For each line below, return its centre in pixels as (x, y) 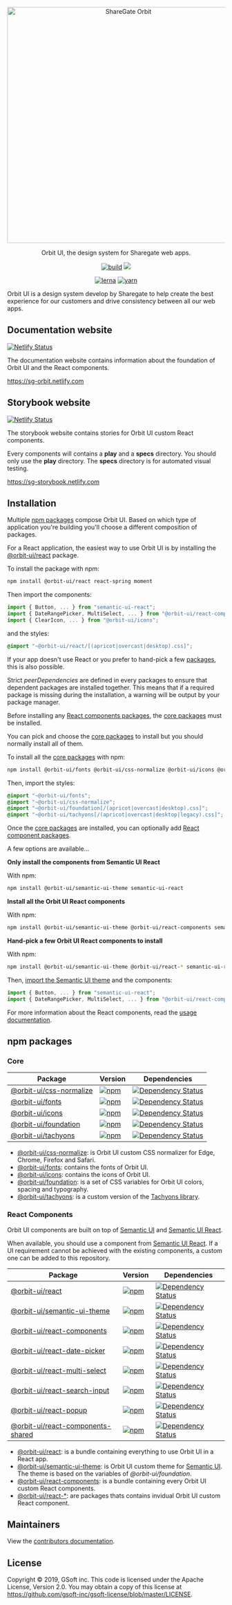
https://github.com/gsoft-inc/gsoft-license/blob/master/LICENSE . (100, 1595)
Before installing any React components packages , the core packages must (115, 715)
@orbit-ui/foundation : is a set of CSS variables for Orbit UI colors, (110, 1182)
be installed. (25, 723)
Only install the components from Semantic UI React (84, 862)
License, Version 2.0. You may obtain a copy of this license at (95, 1587)
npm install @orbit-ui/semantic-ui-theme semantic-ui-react (96, 889)
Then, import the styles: (41, 783)
